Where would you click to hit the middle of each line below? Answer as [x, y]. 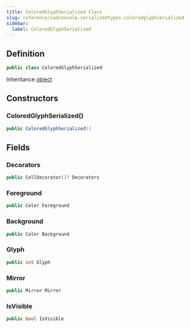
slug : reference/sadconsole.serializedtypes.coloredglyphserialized [95, 18]
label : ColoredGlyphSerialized [52, 29]
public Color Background [38, 234]
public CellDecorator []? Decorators [53, 177]
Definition [25, 53]
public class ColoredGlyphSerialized [54, 68]
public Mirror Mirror [34, 290]
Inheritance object [29, 79]
